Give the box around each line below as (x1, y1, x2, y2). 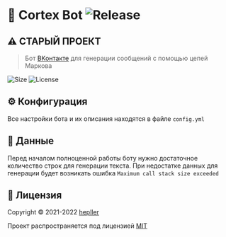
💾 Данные (7, 135, 55, 147)
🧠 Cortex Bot (7, 7, 83, 23)
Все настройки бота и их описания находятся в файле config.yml (7, 114, 205, 123)
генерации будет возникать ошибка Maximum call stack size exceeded (7, 168, 220, 177)
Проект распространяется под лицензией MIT (7, 221, 147, 230)
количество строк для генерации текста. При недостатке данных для (7, 161, 218, 170)
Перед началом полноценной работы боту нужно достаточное (7, 154, 198, 162)
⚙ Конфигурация (7, 96, 88, 108)
